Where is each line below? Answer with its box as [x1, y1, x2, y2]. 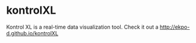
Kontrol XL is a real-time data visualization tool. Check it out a [6, 23, 159, 30]
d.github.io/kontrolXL [6, 29, 59, 36]
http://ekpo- [159, 23, 190, 30]
